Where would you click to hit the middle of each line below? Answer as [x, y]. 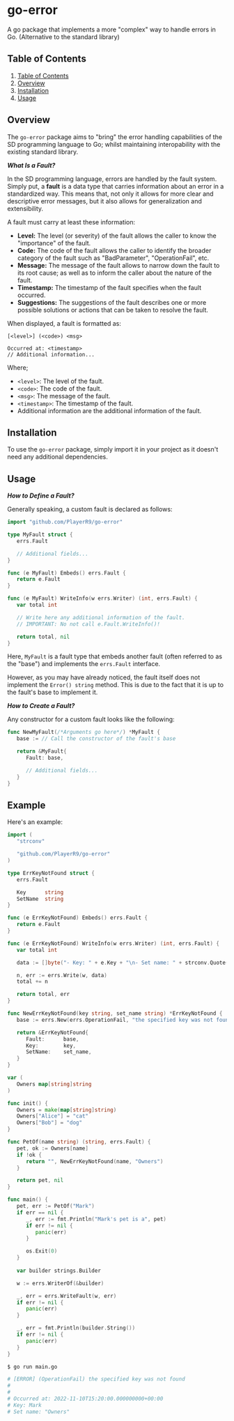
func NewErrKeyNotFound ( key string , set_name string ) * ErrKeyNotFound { [115, 1014]
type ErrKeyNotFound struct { [51, 873]
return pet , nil [40, 1181]
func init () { [28, 1103]
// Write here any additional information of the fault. [101, 617]
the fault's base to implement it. [53, 692]
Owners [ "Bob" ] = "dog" [49, 1123]
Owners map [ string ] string [54, 1084]
